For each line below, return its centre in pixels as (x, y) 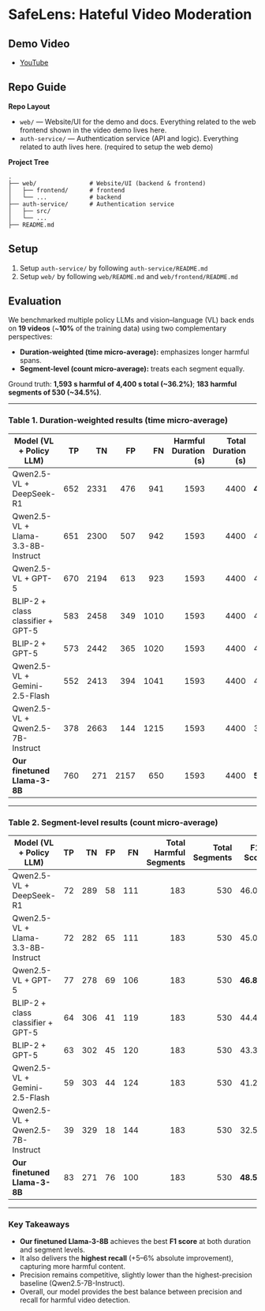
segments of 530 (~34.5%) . (55, 393)
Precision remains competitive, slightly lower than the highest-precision (136, 1275)
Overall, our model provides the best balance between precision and (131, 1292)
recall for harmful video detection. (75, 1300)
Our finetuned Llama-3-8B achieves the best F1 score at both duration (135, 1242)
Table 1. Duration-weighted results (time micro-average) (118, 420)
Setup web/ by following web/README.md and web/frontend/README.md (129, 276)
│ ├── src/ (30, 211)
